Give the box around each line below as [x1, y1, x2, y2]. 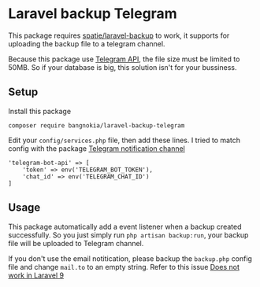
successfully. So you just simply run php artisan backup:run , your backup [8, 230, 249, 240]
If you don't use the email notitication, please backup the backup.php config [8, 253, 252, 263]
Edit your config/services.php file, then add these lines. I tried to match [8, 135, 241, 145]
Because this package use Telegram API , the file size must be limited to [8, 54, 240, 64]
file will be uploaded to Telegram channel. [8, 238, 144, 248]
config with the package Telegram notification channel [8, 143, 185, 153]
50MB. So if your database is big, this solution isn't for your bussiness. [8, 62, 237, 72]
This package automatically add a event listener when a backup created [8, 222, 242, 231]
